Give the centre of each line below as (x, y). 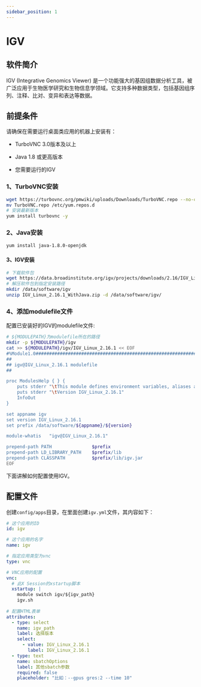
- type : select (31, 622)
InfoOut (26, 398)
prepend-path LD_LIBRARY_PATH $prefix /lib (64, 452)
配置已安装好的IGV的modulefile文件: (51, 326)
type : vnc (19, 561)
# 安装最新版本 (22, 211)
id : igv (16, 529)
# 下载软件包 (20, 273)
